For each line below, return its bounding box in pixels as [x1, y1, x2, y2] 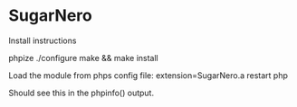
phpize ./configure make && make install [8, 52, 159, 63]
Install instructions [8, 35, 77, 46]
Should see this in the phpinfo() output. [8, 87, 155, 98]
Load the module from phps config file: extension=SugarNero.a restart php [8, 69, 289, 81]
